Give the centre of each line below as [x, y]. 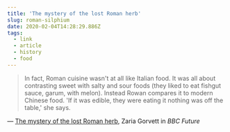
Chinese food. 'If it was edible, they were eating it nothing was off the [124, 100]
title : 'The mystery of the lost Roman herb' [74, 13]
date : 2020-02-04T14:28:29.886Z [54, 26]
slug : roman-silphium [39, 20]
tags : [15, 33]
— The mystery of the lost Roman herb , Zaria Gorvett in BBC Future [104, 121]
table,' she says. [47, 107]
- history [27, 53]
